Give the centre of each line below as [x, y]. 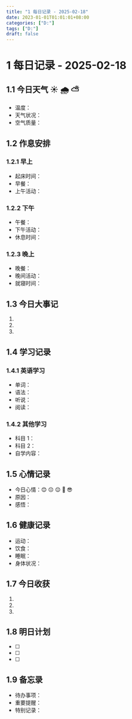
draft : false [22, 34]
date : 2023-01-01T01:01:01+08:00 [48, 17]
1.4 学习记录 [29, 352]
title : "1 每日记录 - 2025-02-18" [47, 12]
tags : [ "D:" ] [22, 28]
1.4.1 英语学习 [26, 370]
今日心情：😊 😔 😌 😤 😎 [44, 490]
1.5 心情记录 [28, 474]
